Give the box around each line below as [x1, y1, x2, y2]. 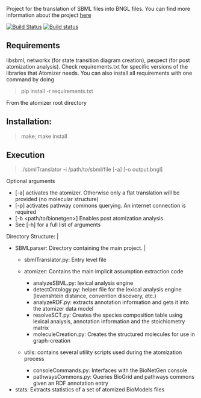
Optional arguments [6, 178, 55, 185]
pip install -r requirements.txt [20, 87, 93, 95]
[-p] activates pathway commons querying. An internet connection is [14, 202, 187, 210]
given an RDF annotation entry [32, 379, 108, 387]
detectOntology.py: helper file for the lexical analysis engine [32, 286, 182, 293]
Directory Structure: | [6, 233, 59, 240]
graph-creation [32, 337, 71, 344]
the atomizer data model [32, 305, 94, 312]
